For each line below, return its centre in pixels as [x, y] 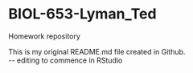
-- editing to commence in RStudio [66, 60]
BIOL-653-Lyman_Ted [82, 14]
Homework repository [44, 36]
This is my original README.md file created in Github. [97, 51]
